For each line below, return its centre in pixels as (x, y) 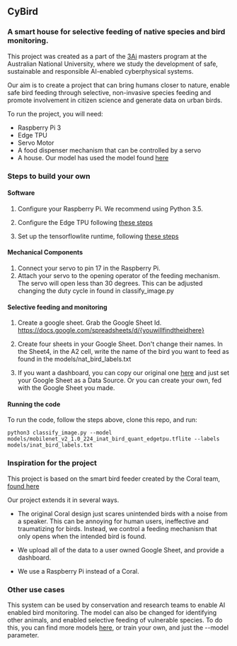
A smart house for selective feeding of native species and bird (116, 32)
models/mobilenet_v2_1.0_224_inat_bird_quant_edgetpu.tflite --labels (114, 439)
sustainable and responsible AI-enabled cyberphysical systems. (100, 71)
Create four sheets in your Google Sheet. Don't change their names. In (120, 344)
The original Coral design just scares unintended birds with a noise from (122, 513)
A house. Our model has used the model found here (93, 157)
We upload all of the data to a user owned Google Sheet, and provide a (121, 550)
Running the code (34, 404)
